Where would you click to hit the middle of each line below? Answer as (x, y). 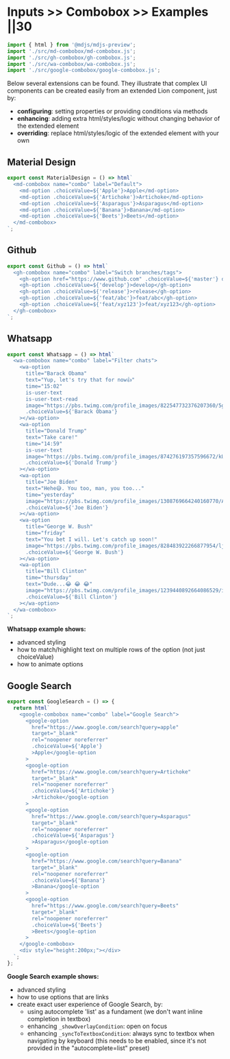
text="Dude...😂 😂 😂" (59, 584)
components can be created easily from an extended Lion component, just (112, 91)
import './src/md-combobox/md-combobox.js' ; (72, 51)
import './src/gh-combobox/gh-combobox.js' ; (72, 58)
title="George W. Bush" (59, 527)
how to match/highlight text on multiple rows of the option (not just (111, 650)
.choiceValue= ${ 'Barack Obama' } (71, 412)
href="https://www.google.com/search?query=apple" (105, 727)
